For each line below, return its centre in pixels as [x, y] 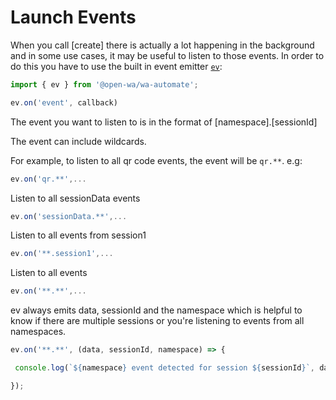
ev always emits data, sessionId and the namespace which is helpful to [156, 310]
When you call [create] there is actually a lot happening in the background [162, 45]
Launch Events [73, 17]
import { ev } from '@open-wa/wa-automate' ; [104, 84]
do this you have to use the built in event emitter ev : [116, 66]
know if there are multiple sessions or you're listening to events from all [157, 321]
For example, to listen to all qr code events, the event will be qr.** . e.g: [156, 160]
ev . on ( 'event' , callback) [64, 102]
